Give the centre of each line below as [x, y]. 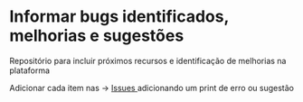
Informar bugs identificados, [119, 17]
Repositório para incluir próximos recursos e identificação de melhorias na [148, 60]
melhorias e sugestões [97, 36]
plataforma [30, 70]
